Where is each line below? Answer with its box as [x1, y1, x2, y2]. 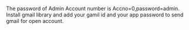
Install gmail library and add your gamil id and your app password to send [6, 11, 184, 18]
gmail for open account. [6, 18, 64, 24]
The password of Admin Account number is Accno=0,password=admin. [6, 5, 180, 12]
